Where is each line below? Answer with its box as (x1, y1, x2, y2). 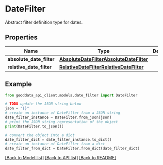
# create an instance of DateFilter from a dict (5, 141, 105, 147)
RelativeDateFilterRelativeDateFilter (59, 64, 144, 70)
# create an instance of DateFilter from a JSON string (5, 110, 120, 115)
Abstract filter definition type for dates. (5, 19, 83, 25)
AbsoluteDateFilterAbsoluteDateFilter (59, 55, 148, 62)
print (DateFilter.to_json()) (5, 124, 64, 129)
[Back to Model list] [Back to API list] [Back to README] (5, 155, 116, 161)
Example (5, 80, 32, 88)
